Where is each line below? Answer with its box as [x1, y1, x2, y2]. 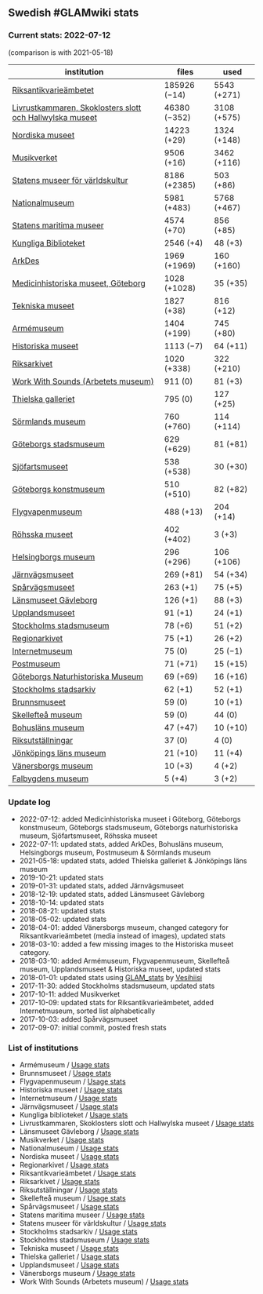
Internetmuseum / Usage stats [19, 1094, 117, 1103]
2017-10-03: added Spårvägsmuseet [19, 1014, 139, 1023]
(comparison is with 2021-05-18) [8, 47, 113, 57]
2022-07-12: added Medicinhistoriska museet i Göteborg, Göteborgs [19, 814, 241, 823]
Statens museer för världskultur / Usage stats [19, 1219, 167, 1228]
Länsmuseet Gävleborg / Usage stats [19, 1127, 139, 1136]
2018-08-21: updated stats [19, 906, 106, 915]
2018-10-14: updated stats [19, 898, 104, 907]
